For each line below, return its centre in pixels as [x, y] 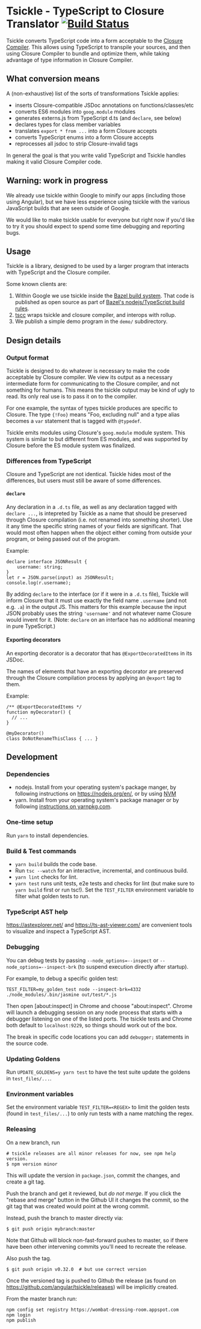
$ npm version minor [32, 1164]
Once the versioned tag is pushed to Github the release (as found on [91, 1280]
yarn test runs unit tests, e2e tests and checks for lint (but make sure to [104, 884]
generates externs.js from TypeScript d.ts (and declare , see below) [98, 118]
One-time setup [30, 822]
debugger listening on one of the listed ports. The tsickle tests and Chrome [99, 1019]
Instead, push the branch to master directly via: [65, 1218]
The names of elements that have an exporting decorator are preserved [95, 671]
